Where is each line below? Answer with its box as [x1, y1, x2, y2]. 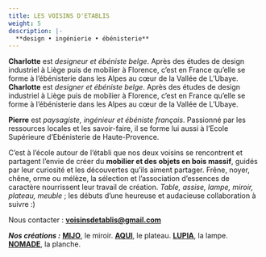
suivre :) [8, 200, 36, 209]
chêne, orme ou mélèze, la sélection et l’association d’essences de [8, 174, 230, 183]
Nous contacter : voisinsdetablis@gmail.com [8, 215, 161, 225]
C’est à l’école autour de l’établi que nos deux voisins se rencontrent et [8, 148, 243, 158]
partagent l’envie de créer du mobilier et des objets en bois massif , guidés [8, 157, 258, 166]
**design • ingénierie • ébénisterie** [15, 34, 150, 43]
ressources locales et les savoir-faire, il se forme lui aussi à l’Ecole [8, 124, 229, 133]
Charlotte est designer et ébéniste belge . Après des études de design [8, 82, 240, 92]
